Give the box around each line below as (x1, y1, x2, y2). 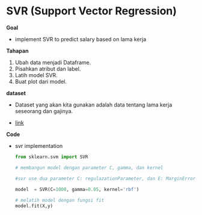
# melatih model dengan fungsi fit (14, 198, 105, 204)
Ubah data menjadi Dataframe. (14, 59, 91, 66)
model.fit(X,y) (14, 203, 54, 209)
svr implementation (14, 142, 63, 149)
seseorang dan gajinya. (14, 107, 73, 114)
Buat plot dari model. (14, 78, 67, 85)
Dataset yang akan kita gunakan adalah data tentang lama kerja (14, 101, 173, 108)
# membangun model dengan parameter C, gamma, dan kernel (14, 165, 164, 171)
